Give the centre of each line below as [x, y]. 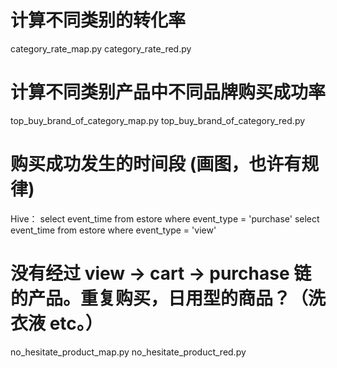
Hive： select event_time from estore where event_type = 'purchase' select [165, 218]
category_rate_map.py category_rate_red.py [101, 48]
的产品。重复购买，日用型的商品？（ [159, 298]
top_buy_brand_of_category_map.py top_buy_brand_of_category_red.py [158, 120]
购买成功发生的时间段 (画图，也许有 [156, 164]
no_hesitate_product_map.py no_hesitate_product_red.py [128, 352]
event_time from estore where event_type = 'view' [113, 230]
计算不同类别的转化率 [98, 20]
